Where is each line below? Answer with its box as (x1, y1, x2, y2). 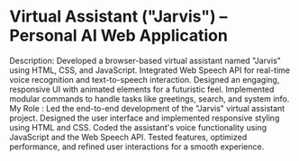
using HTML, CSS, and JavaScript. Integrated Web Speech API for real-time (9, 65, 291, 76)
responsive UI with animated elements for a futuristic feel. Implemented (9, 84, 275, 94)
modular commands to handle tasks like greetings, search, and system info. (9, 93, 290, 104)
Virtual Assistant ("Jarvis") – (9, 6, 228, 27)
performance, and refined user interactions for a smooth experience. (9, 141, 265, 152)
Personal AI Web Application (9, 25, 228, 46)
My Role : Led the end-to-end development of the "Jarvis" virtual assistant (9, 103, 285, 113)
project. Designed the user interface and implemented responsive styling (9, 112, 280, 123)
